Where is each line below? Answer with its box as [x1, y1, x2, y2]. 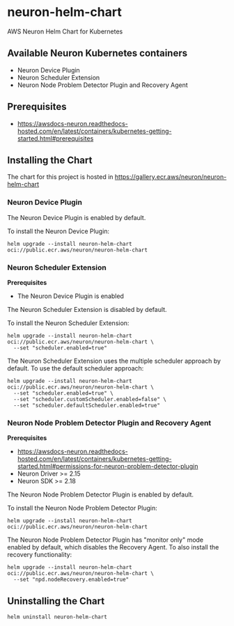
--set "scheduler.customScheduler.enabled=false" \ [13, 396, 167, 402]
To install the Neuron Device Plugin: [7, 227, 110, 235]
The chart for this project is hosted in [7, 173, 114, 181]
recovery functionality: [7, 551, 72, 559]
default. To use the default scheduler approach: [7, 363, 144, 373]
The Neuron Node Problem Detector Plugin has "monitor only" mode [7, 535, 204, 544]
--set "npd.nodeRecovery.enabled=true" [13, 576, 130, 584]
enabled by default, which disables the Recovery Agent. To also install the [7, 543, 219, 551]
